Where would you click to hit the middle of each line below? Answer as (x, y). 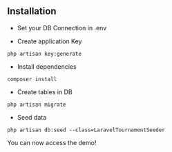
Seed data (32, 117)
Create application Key (49, 41)
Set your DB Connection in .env (62, 28)
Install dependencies (47, 66)
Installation (32, 11)
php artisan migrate (37, 105)
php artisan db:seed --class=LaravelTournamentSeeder (86, 130)
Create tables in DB (45, 91)
